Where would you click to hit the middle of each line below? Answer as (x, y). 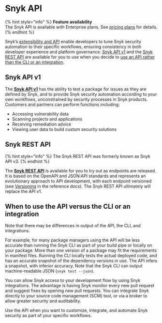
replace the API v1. (23, 191)
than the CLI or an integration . (35, 62)
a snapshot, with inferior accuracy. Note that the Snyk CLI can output (74, 266)
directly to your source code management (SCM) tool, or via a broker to (76, 296)
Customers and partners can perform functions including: (62, 104)
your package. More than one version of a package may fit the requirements (81, 250)
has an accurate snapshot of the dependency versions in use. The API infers (81, 261)
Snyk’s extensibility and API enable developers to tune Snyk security (73, 41)
